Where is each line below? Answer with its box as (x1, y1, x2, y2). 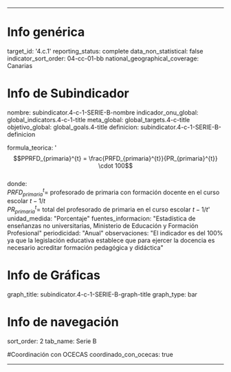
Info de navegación (7, 314, 119, 329)
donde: (7, 179, 27, 187)
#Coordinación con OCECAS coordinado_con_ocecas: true (7, 350, 174, 358)
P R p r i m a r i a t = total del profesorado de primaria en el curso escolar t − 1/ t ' (7, 204, 210, 215)
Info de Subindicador (7, 86, 129, 102)
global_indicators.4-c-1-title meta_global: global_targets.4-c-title (7, 115, 190, 124)
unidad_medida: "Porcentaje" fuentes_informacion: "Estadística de (7, 214, 196, 222)
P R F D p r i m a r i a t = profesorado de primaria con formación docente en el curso (7, 187, 220, 198)
